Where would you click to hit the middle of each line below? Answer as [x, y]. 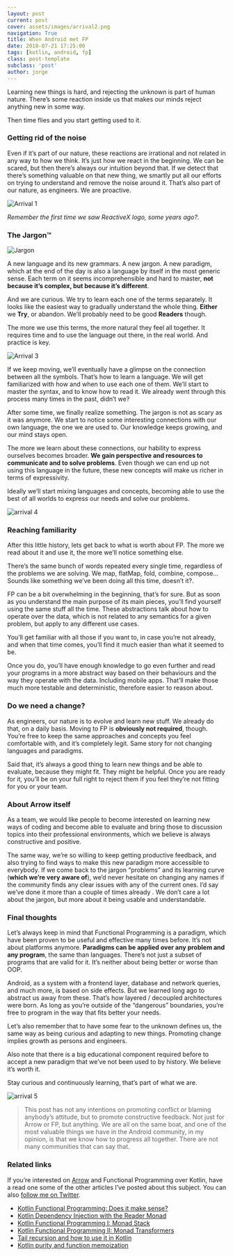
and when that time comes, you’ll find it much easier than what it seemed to [116, 645]
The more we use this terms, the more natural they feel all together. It [106, 328]
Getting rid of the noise [47, 138]
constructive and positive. [44, 841]
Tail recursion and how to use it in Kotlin [74, 1238]
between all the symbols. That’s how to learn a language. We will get [105, 377]
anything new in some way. [46, 106]
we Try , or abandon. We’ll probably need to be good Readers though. [107, 315]
